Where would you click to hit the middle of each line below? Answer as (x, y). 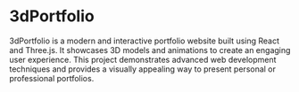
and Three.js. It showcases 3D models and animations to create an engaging (150, 50)
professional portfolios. (52, 78)
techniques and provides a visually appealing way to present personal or (143, 69)
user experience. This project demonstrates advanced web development (143, 59)
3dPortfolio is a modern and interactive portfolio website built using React (144, 41)
